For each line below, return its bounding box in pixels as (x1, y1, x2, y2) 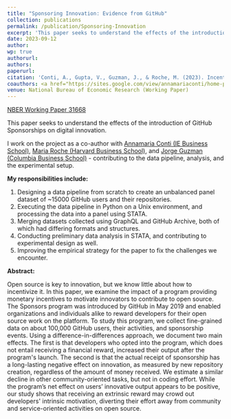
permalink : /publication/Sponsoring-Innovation (7, 23, 146, 30)
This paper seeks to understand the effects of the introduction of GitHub (7, 119, 212, 127)
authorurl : (7, 55, 38, 62)
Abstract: (7, 267, 35, 275)
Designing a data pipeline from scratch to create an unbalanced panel (16, 188, 215, 196)
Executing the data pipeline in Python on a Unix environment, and (16, 203, 203, 211)
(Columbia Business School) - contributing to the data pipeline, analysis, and (7, 154, 224, 162)
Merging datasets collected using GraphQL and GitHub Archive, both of (16, 217, 220, 225)
